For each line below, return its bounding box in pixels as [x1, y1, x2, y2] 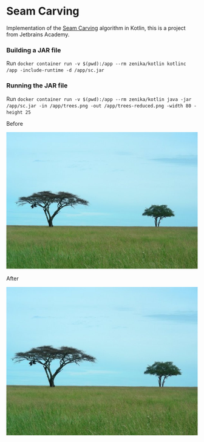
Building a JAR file [6, 46, 61, 54]
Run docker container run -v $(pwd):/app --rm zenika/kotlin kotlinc [6, 59, 186, 67]
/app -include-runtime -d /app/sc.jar [6, 67, 104, 73]
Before [6, 120, 23, 127]
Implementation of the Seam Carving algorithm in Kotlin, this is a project [6, 24, 186, 32]
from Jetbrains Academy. [6, 30, 70, 38]
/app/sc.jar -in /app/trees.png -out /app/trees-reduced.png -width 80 [6, 103, 191, 109]
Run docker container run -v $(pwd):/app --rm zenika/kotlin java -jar [6, 95, 192, 103]
